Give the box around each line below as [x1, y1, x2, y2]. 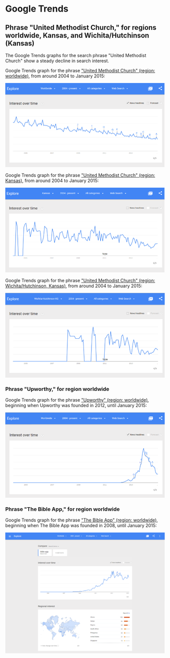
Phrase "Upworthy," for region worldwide [5, 385, 110, 392]
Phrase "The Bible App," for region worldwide [5, 505, 120, 512]
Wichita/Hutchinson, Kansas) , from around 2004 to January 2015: [5, 283, 143, 289]
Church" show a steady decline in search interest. [5, 58, 109, 64]
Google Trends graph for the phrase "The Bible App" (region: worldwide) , [5, 517, 158, 523]
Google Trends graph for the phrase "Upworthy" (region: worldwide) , [5, 397, 149, 403]
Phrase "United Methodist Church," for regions [5, 23, 157, 32]
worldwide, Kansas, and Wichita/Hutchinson [5, 31, 149, 39]
